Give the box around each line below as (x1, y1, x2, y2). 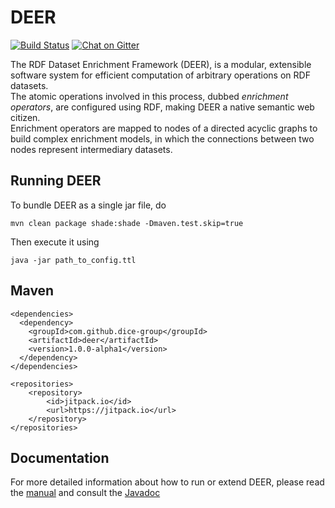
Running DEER (10, 172, 102, 190)
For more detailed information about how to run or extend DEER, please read (10, 476, 325, 488)
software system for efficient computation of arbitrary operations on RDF (10, 69, 311, 81)
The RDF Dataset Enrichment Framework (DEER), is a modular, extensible (10, 58, 312, 70)
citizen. (10, 111, 41, 123)
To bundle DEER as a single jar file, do (10, 199, 167, 211)
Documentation (10, 449, 110, 466)
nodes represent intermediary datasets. (10, 143, 173, 155)
